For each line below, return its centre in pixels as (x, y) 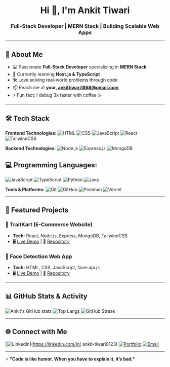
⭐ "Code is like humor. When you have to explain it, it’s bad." (70, 359)
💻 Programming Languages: (51, 165)
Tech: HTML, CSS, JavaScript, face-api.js (56, 267)
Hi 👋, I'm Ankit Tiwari (85, 10)
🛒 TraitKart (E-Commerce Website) (49, 225)
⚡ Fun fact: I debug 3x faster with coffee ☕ (57, 95)
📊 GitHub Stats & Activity (46, 296)
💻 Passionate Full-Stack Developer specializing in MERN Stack (79, 67)
